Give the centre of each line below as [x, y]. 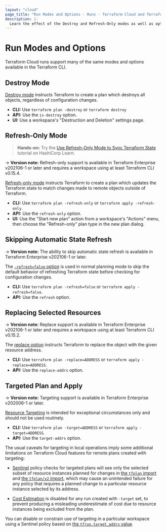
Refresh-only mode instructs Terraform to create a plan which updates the [81, 183]
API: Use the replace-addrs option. [48, 370]
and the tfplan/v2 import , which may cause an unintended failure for [83, 478]
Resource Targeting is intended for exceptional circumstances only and [78, 413]
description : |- [22, 19]
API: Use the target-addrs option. [47, 438]
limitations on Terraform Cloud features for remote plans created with [76, 453]
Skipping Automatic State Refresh [59, 239]
